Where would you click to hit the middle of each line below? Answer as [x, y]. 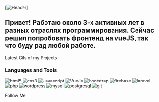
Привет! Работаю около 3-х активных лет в [75, 23]
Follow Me [15, 96]
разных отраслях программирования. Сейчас [80, 31]
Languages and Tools [31, 70]
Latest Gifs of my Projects [31, 57]
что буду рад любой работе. [51, 46]
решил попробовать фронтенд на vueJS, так [77, 38]
